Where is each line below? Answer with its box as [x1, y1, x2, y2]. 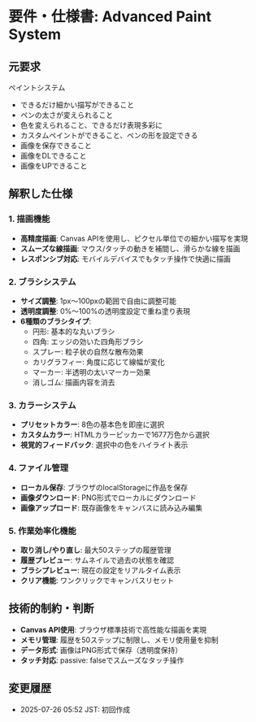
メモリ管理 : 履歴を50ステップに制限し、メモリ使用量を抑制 [20, 635, 219, 645]
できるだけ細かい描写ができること [20, 100, 135, 110]
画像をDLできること [20, 151, 87, 160]
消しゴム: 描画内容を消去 [32, 377, 115, 387]
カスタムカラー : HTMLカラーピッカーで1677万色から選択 [20, 430, 210, 440]
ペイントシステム [8, 83, 66, 92]
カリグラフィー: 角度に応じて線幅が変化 [32, 357, 165, 367]
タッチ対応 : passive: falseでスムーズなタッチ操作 [20, 655, 184, 665]
